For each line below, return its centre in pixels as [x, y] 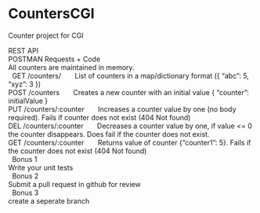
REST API [23, 50]
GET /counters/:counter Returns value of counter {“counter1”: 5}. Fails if [130, 142]
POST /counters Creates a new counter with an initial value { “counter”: [128, 92]
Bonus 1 [24, 159]
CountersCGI [52, 14]
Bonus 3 [25, 193]
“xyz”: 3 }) [25, 84]
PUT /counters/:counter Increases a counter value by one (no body [122, 109]
